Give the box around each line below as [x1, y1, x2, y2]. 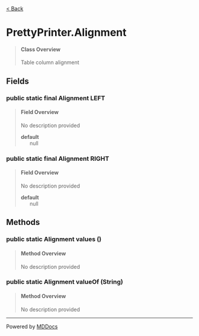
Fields [6, 76, 30, 86]
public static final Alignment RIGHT [6, 154, 110, 163]
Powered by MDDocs [6, 323, 58, 330]
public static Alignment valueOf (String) [6, 278, 123, 286]
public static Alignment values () [6, 235, 102, 243]
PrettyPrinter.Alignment [6, 26, 127, 39]
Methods [6, 217, 40, 227]
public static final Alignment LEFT [6, 94, 105, 102]
